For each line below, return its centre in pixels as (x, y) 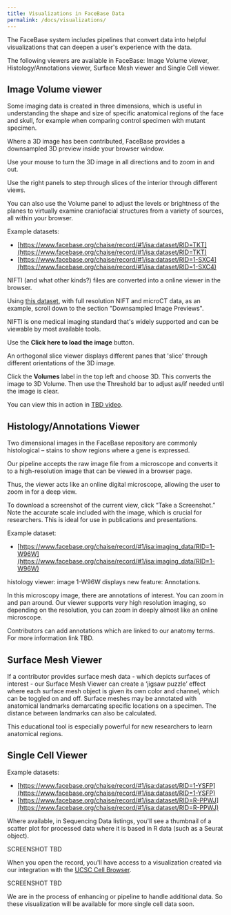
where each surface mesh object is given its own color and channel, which (113, 691)
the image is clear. (33, 392)
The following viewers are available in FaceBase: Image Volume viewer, (108, 60)
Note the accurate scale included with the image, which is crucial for (104, 512)
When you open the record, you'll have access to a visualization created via (114, 862)
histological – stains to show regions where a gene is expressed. (99, 450)
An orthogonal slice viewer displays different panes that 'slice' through (108, 356)
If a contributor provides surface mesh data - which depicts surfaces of (109, 676)
